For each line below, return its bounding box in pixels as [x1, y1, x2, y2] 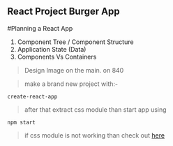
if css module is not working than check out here [24, 131, 165, 139]
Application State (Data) [17, 45, 86, 53]
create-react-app [7, 93, 58, 100]
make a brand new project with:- [24, 80, 119, 88]
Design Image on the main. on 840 [24, 66, 124, 74]
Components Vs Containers [17, 52, 97, 61]
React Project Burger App [7, 6, 120, 17]
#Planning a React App [7, 24, 73, 32]
